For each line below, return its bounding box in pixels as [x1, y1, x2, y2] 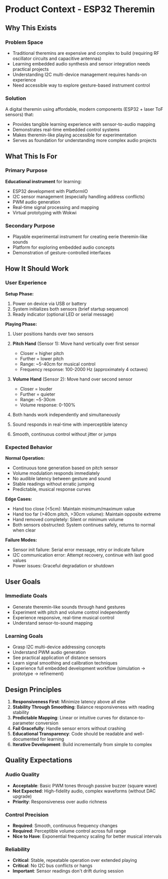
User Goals [5, 577, 41, 586]
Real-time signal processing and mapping [12, 204, 99, 210]
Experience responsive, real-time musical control [12, 614, 115, 620]
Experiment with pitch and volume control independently [12, 609, 130, 615]
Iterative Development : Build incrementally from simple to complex [12, 741, 152, 747]
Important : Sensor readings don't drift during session [12, 868, 124, 874]
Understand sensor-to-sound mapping [12, 620, 93, 626]
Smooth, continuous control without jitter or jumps [12, 431, 117, 437]
